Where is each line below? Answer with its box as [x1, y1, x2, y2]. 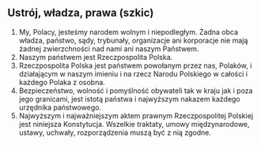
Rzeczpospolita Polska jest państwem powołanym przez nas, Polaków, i [18, 61, 252, 70]
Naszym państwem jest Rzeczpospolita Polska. [18, 52, 173, 61]
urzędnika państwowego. [18, 102, 102, 112]
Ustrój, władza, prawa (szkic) [7, 6, 154, 20]
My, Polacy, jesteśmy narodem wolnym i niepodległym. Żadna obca [18, 27, 239, 36]
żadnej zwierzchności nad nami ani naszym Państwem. [18, 43, 199, 54]
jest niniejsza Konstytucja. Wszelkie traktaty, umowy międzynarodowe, [18, 119, 250, 128]
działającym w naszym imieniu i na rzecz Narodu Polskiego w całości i [18, 69, 248, 78]
